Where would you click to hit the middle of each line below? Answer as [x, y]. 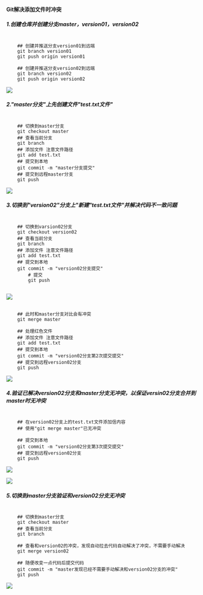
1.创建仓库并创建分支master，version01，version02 [72, 24]
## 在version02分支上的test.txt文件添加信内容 [72, 422]
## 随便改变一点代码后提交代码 [51, 563]
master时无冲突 [26, 401]
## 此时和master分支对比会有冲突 [54, 314]
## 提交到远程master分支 [45, 174]
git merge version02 [43, 551]
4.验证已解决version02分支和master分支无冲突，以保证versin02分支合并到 [101, 393]
